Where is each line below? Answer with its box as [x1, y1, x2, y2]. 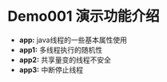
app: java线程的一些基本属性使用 [18, 35, 127, 45]
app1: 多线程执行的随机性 [18, 45, 103, 54]
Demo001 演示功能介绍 [7, 7, 161, 25]
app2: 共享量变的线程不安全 [18, 55, 112, 64]
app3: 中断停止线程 [18, 64, 84, 74]
